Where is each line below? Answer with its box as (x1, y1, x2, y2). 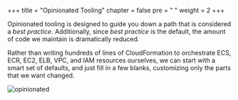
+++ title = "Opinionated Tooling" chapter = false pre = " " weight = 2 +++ (7, 6, 225, 14)
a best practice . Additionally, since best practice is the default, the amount (7, 28, 226, 35)
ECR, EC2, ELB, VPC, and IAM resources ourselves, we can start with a (7, 56, 216, 65)
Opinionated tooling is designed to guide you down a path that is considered (7, 20, 232, 28)
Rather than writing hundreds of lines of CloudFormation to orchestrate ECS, (7, 49, 232, 57)
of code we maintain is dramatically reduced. (7, 35, 140, 43)
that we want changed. (7, 71, 75, 79)
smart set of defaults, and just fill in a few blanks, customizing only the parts (7, 64, 232, 72)
